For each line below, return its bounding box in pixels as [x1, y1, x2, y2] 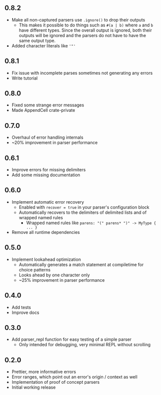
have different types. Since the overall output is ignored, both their [18, 27, 152, 33]
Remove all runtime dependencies [11, 229, 80, 235]
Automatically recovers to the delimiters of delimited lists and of [18, 209, 147, 215]
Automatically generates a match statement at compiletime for [18, 261, 144, 268]
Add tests [11, 304, 31, 310]
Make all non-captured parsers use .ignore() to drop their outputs [11, 17, 145, 22]
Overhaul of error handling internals [11, 134, 84, 141]
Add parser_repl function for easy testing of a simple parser [11, 336, 132, 342]
